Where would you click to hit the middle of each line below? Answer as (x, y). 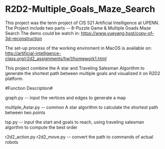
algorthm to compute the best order (41, 127)
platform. (14, 78)
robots (12, 142)
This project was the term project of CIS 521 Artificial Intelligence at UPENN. (82, 23)
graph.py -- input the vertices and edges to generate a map (66, 98)
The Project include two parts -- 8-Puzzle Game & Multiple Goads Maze (78, 28)
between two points (25, 112)
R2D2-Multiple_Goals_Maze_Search (80, 9)
